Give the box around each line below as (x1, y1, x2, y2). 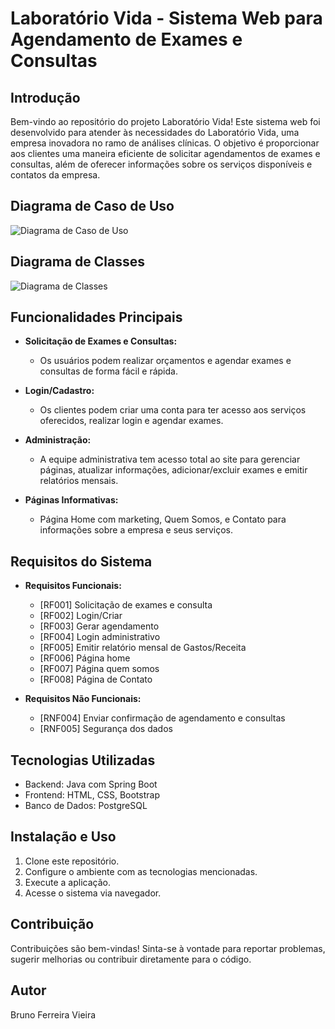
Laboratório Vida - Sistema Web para (10, 7, 323, 30)
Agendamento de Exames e (10, 28, 243, 51)
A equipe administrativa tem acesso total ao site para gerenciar (39, 453, 301, 466)
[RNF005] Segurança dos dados (39, 723, 173, 735)
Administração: (24, 434, 92, 446)
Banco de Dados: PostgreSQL (24, 800, 148, 812)
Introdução (10, 89, 81, 106)
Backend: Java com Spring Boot (24, 778, 158, 791)
